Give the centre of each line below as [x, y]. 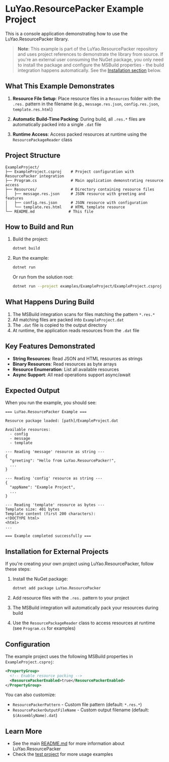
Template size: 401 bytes [32, 509]
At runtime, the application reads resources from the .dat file [76, 330]
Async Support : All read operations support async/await [71, 375]
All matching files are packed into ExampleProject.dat [68, 319]
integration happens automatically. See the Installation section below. [89, 70]
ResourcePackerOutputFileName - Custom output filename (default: [81, 710]
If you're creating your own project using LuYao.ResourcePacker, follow [79, 564]
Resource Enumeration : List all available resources [66, 369]
